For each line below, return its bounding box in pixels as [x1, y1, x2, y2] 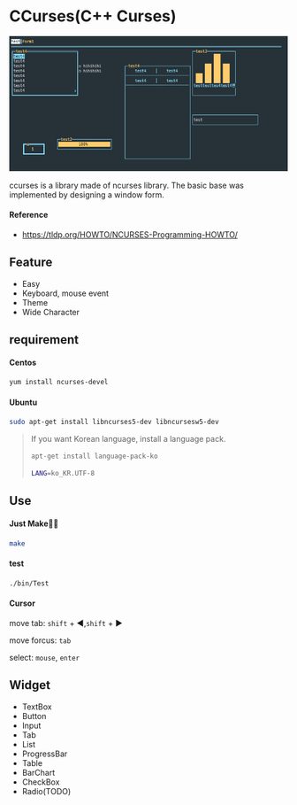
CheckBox [21, 777, 60, 787]
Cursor [9, 598, 35, 608]
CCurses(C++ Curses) [9, 6, 177, 27]
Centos [9, 357, 37, 368]
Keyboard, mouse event [21, 288, 109, 298]
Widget [9, 677, 51, 693]
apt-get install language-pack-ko [30, 452, 158, 461]
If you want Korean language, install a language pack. [30, 434, 226, 445]
